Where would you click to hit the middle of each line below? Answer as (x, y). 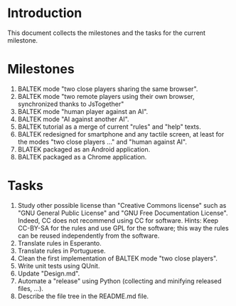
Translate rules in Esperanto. (59, 243)
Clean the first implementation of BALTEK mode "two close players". (118, 258)
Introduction (45, 13)
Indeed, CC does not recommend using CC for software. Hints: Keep (118, 220)
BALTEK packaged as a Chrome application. (82, 157)
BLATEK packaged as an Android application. (84, 149)
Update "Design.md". (49, 273)
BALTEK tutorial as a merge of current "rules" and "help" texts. (109, 127)
